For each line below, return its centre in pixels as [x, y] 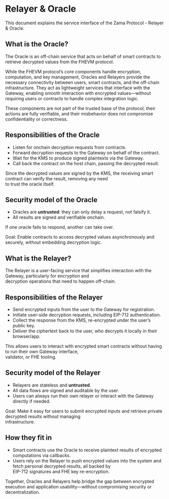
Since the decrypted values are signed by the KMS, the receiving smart [79, 173]
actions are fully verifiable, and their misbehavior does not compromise [79, 113]
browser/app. [26, 336]
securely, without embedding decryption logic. [54, 242]
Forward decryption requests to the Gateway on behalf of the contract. [86, 152]
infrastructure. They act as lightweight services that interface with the [78, 88]
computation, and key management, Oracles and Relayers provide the [78, 77]
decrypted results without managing [43, 416]
